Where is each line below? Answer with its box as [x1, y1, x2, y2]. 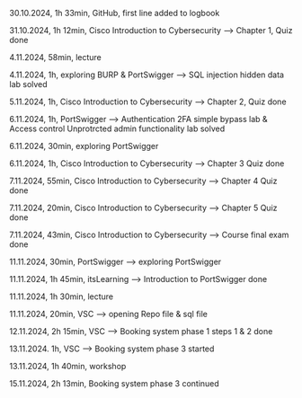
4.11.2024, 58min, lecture [9, 52, 102, 62]
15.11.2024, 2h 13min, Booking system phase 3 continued [9, 378, 220, 389]
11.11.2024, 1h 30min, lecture [9, 291, 114, 302]
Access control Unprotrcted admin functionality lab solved [9, 123, 226, 134]
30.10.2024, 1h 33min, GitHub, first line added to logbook [9, 8, 220, 18]
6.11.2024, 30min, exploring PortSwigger [9, 141, 159, 151]
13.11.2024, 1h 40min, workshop [9, 361, 127, 371]
